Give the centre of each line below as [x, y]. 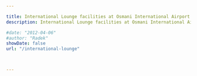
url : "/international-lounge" [43, 49]
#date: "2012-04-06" [31, 33]
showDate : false [26, 44]
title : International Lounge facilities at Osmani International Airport [98, 16]
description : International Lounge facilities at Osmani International [95, 22]
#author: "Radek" [27, 38]
